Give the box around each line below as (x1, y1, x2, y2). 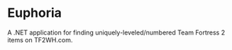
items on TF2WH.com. (7, 35, 73, 44)
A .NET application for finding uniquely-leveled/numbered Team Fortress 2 (7, 28, 226, 37)
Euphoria (7, 5, 62, 21)
